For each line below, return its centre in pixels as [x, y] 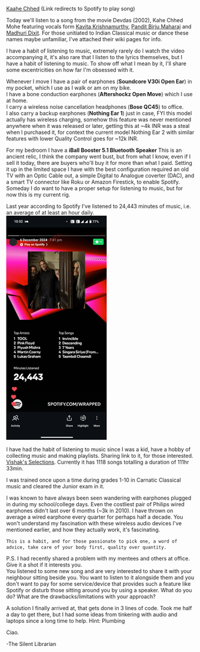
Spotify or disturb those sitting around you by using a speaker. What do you [99, 590]
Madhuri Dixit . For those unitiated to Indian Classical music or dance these [98, 33]
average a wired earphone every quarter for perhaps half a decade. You [95, 517]
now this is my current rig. [38, 195]
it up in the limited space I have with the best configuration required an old [98, 169]
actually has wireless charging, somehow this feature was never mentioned [99, 120]
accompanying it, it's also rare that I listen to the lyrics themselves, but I [94, 57]
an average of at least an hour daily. [50, 212]
